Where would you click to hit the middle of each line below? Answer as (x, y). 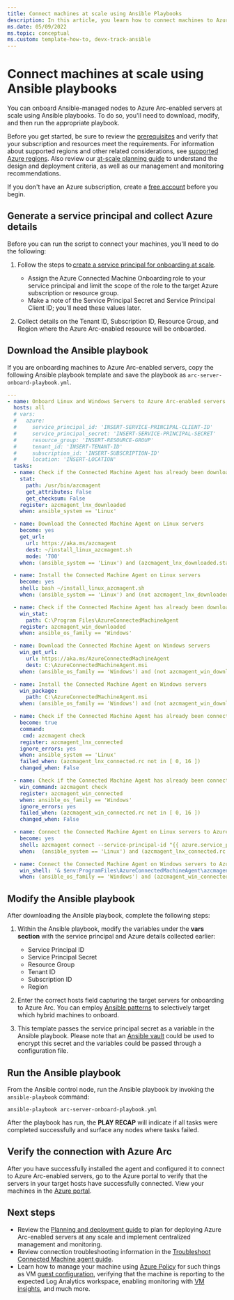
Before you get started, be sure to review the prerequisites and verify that (112, 136)
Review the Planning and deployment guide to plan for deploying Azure (119, 1229)
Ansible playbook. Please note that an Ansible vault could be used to (116, 1036)
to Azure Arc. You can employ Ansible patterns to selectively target (114, 1008)
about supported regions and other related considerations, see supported (113, 151)
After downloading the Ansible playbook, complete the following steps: (109, 916)
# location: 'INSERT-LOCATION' (65, 460)
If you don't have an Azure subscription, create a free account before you (112, 187)
